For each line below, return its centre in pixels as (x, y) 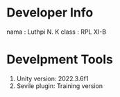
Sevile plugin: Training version (60, 86)
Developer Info (50, 13)
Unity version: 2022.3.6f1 (52, 78)
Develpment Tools (60, 60)
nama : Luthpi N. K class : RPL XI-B (57, 32)
